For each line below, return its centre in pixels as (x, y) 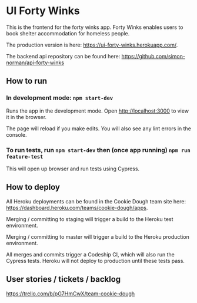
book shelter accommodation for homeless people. (68, 33)
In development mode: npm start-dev (60, 98)
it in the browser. (26, 117)
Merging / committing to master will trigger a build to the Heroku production (98, 236)
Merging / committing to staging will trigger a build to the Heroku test (90, 219)
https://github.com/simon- (153, 56)
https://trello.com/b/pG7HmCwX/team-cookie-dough (71, 294)
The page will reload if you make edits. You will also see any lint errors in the (98, 129)
